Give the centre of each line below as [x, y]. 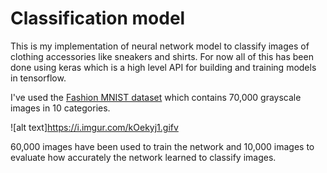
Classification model [98, 18]
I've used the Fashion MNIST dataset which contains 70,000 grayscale [156, 97]
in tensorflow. [38, 78]
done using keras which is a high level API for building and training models [163, 67]
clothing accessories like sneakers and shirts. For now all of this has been [162, 56]
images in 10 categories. [60, 108]
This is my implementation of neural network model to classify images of [160, 46]
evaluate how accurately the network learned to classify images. [143, 157]
